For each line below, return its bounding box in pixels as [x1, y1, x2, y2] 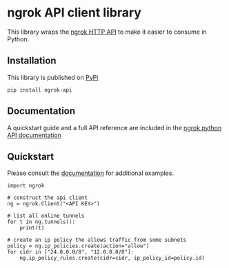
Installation [7, 55, 57, 67]
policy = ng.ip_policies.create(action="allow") [7, 243, 150, 249]
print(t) [19, 225, 45, 231]
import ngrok [7, 183, 45, 189]
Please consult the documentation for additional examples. [7, 169, 175, 177]
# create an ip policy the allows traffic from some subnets [7, 236, 187, 244]
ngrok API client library [7, 5, 141, 21]
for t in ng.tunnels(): [7, 218, 76, 225]
